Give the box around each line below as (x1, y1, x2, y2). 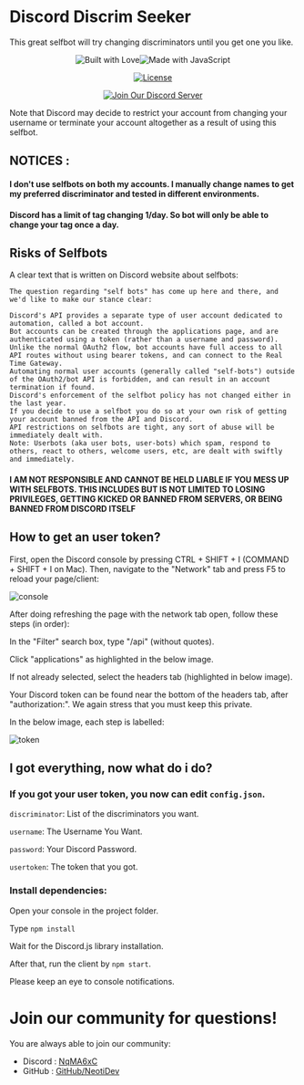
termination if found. (9, 383, 96, 392)
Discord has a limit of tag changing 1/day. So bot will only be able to (9, 209, 269, 220)
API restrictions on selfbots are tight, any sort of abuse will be (9, 423, 275, 433)
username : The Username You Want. (9, 826, 143, 837)
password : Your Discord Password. (9, 844, 137, 855)
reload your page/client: (9, 573, 100, 584)
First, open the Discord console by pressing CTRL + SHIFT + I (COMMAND (9, 554, 289, 565)
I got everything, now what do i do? (9, 760, 213, 777)
